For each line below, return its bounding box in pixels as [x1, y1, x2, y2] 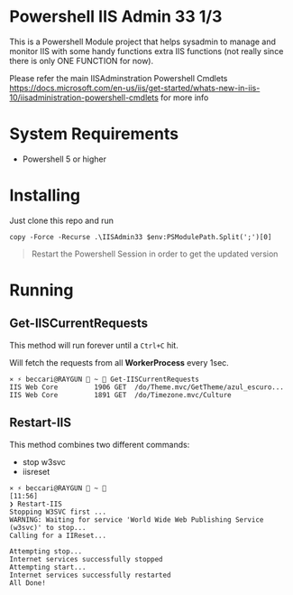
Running [9, 280, 74, 300]
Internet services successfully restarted [9, 571, 171, 580]
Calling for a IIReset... [9, 531, 106, 540]
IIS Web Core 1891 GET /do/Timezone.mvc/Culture [9, 390, 232, 399]
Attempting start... [9, 562, 87, 572]
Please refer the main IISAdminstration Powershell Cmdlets [9, 72, 228, 83]
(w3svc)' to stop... [9, 523, 87, 532]
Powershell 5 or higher [22, 153, 106, 164]
